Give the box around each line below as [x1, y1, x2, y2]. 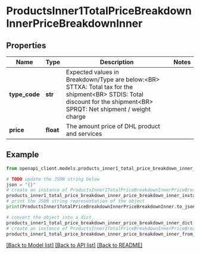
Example [6, 150, 39, 160]
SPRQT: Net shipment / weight [65, 105, 151, 113]
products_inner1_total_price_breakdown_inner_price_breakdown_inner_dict [6, 220, 193, 226]
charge [65, 113, 86, 120]
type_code [9, 90, 40, 99]
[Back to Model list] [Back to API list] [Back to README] [6, 242, 143, 249]
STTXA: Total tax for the [65, 83, 133, 91]
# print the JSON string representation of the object [6, 198, 145, 204]
